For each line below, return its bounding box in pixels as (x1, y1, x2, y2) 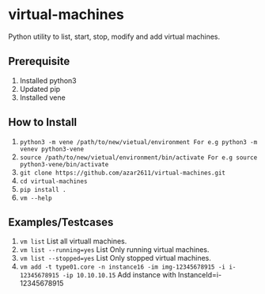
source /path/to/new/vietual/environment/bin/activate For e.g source (19, 153, 258, 162)
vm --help (19, 194, 53, 202)
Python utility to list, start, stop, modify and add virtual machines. (8, 32, 221, 41)
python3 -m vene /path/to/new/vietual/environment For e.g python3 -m (19, 138, 258, 146)
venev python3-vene (19, 145, 85, 153)
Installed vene (19, 93, 66, 102)
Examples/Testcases (8, 216, 114, 229)
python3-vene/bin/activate (19, 160, 109, 168)
